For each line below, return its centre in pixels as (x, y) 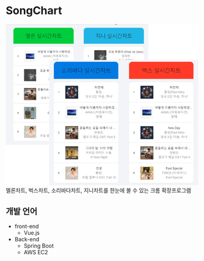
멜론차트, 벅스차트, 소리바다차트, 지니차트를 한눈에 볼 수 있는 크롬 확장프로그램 (99, 190)
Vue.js (32, 233)
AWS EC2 (36, 252)
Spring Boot (39, 246)
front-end (27, 226)
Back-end (27, 240)
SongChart (34, 11)
